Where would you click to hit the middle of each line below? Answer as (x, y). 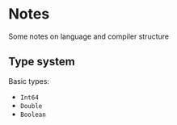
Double (31, 106)
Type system (42, 62)
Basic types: (29, 81)
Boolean (33, 115)
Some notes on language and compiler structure (89, 36)
